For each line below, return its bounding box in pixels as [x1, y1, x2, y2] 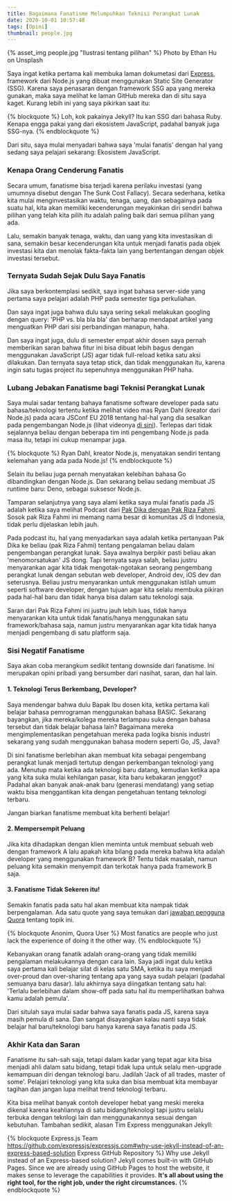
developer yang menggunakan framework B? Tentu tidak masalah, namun [7, 854, 217, 863]
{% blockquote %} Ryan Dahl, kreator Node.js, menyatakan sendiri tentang [7, 449, 220, 457]
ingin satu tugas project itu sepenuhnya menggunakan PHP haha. [7, 366, 194, 374]
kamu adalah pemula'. [7, 995, 70, 1003]
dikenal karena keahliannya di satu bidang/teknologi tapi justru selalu [7, 1106, 204, 1114]
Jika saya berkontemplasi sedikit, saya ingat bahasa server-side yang [7, 286, 206, 295]
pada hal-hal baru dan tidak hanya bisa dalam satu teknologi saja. [7, 593, 195, 601]
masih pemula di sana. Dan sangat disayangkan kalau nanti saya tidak [7, 1015, 206, 1024]
